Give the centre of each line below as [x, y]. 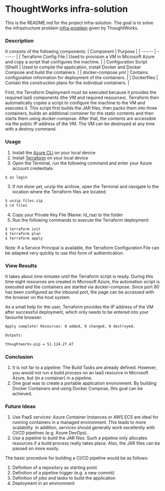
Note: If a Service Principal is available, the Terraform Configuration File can [82, 248]
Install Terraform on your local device [50, 158]
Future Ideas [20, 406]
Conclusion [19, 357]
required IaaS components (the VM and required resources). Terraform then [82, 98]
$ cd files [16, 205]
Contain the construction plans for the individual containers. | [67, 83]
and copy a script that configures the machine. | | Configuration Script [76, 62]
